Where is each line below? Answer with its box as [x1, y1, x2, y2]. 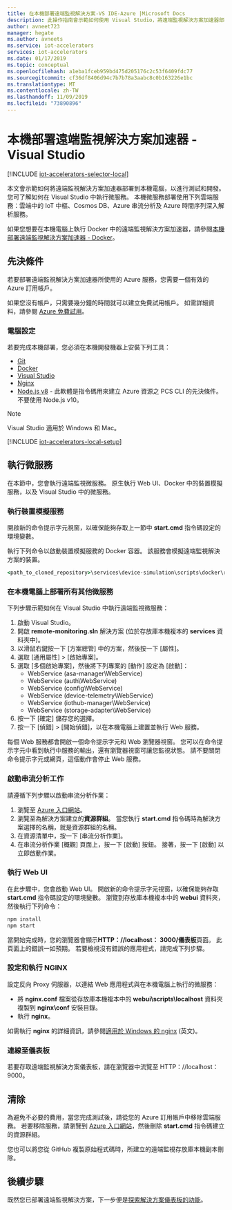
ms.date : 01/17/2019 [7, 55, 67, 62]
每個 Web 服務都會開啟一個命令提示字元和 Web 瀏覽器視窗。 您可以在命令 [7, 738, 217, 746]
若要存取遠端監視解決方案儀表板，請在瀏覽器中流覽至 [7, 1063, 159, 1071]
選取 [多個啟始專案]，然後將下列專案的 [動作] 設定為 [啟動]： [17, 662, 189, 670]
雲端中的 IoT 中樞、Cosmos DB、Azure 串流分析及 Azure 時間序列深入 [19, 201, 219, 209]
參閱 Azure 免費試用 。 [25, 307, 88, 315]
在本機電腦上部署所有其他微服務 [7, 586, 114, 596]
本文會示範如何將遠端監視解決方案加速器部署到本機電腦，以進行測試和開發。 [7, 184, 225, 192]
